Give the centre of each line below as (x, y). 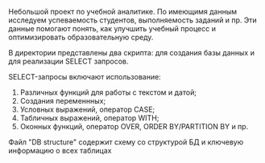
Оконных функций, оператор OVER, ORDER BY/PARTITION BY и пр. (134, 126)
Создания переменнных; (63, 101)
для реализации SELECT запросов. (68, 61)
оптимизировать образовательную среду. (81, 37)
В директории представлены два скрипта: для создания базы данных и (132, 53)
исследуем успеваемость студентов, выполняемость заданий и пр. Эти (133, 20)
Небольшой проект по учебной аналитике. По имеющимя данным (123, 12)
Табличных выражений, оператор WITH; (89, 118)
